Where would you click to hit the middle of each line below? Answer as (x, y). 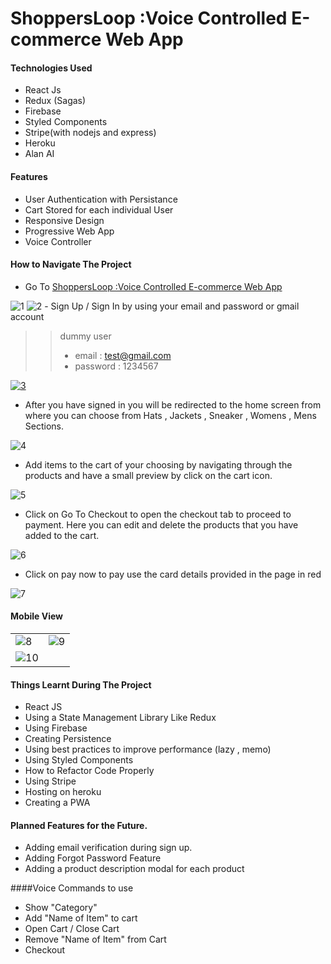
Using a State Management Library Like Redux (120, 718)
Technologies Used (51, 68)
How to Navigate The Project (71, 264)
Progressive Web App (69, 231)
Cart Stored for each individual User (99, 209)
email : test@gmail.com (123, 355)
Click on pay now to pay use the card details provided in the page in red (173, 574)
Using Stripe (50, 781)
